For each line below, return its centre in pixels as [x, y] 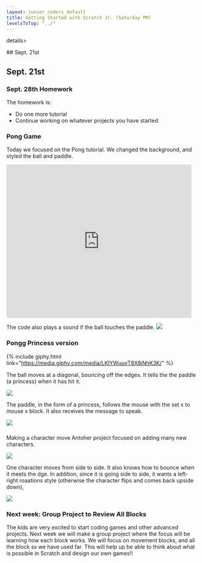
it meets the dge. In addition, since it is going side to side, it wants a [92, 474]
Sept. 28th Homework [40, 89]
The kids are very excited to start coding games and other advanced [92, 527]
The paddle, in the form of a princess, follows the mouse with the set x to [98, 404]
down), [15, 487]
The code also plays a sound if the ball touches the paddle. [81, 328]
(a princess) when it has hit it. [44, 381]
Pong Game [24, 136]
